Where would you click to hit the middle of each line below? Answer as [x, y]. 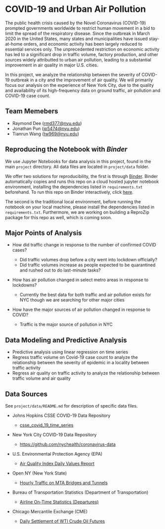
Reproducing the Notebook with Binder [66, 149]
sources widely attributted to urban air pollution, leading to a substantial [78, 59]
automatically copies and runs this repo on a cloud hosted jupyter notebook [82, 181]
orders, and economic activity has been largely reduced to [83, 44]
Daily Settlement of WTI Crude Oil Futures [62, 521]
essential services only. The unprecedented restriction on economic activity [82, 49]
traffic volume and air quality [41, 378]
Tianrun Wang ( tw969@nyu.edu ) [46, 134]
